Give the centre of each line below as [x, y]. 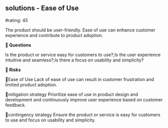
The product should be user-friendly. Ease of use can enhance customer [80, 30]
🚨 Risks [13, 69]
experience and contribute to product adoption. [54, 35]
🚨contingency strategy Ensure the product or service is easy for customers [83, 114]
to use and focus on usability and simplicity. [51, 120]
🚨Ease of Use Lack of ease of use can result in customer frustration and [80, 79]
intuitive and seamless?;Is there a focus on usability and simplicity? [74, 60]
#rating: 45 [17, 20]
